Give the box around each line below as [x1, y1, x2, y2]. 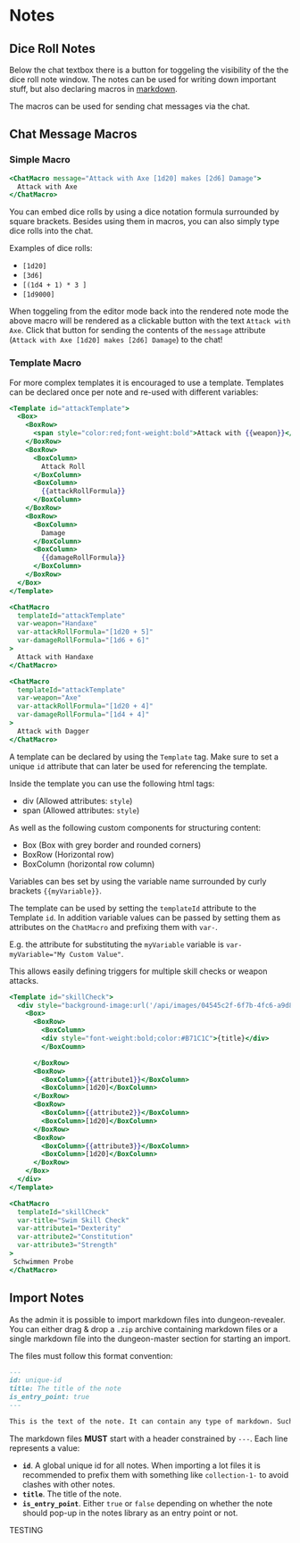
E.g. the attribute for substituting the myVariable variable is [9, 939, 225, 950]
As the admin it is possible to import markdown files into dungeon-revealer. [9, 1314, 286, 1325]
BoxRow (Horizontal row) [21, 849, 114, 860]
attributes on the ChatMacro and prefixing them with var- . [9, 921, 218, 932]
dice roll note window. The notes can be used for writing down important [9, 74, 277, 85]
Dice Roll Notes [9, 41, 96, 56]
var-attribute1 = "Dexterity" [17, 1224, 122, 1233]
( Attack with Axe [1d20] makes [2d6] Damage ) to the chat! [9, 334, 223, 345]
